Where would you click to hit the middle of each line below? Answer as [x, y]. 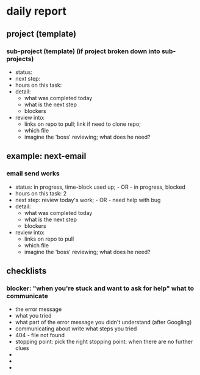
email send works [33, 173]
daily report [37, 11]
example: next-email [46, 156]
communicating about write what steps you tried [76, 329]
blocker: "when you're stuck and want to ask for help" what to [100, 288]
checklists [27, 271]
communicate [27, 296]
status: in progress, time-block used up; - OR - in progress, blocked [100, 187]
